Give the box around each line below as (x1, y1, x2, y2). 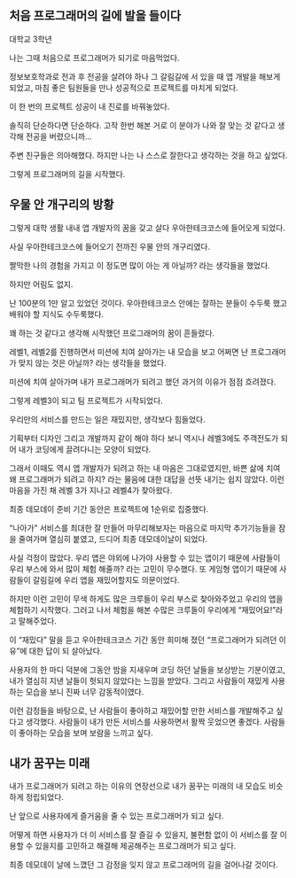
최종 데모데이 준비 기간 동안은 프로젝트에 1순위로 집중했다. (9, 503, 209, 514)
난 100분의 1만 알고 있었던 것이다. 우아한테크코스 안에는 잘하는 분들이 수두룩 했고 (9, 298, 288, 308)
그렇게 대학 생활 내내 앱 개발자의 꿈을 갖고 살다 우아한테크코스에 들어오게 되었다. (9, 222, 286, 233)
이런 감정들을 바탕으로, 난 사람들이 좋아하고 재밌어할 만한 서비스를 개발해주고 (9, 705, 275, 716)
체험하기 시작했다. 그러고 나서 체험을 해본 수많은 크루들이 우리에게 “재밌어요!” (9, 604, 277, 615)
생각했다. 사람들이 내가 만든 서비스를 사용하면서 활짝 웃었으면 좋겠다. (25, 716, 262, 726)
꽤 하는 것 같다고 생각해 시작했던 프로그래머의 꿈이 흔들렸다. (9, 327, 215, 338)
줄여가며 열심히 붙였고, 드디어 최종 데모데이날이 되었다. (18, 533, 208, 544)
